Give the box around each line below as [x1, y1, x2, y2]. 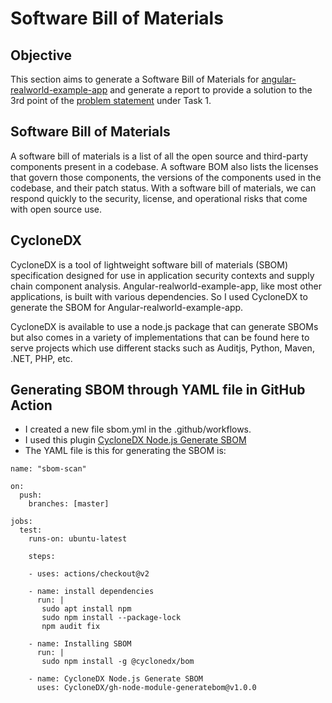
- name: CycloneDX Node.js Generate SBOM [28, 674, 203, 684]
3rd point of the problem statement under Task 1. [10, 95, 212, 106]
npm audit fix [41, 622, 101, 632]
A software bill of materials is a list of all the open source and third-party [10, 150, 309, 162]
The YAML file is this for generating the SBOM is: [24, 445, 227, 457]
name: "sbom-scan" [10, 464, 87, 474]
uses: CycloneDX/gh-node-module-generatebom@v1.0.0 [36, 683, 257, 693]
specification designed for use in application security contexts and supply [10, 269, 315, 281]
